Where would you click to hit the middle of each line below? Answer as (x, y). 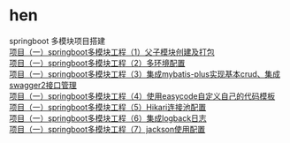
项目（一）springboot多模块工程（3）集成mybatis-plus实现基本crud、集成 (145, 74)
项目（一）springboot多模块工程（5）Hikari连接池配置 (108, 107)
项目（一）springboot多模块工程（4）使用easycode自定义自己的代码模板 (142, 96)
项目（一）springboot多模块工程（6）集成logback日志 (108, 118)
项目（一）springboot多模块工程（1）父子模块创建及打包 (112, 52)
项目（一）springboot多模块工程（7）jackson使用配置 (107, 129)
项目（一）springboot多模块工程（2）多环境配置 (97, 63)
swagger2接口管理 (43, 85)
